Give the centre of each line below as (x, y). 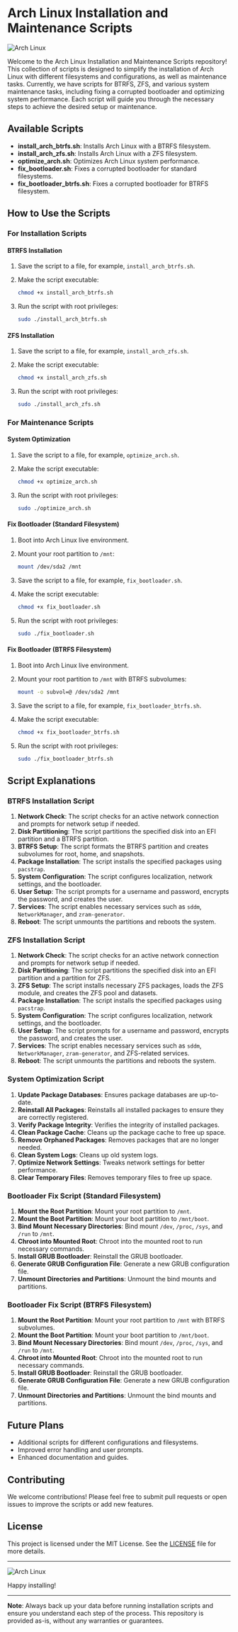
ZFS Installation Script (46, 940)
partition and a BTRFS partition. (63, 839)
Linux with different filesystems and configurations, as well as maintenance (117, 76)
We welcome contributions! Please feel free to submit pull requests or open (117, 1497)
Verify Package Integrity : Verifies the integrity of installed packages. (118, 1125)
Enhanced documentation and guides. (73, 1458)
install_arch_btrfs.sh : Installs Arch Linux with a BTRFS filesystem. (114, 146)
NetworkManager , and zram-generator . (71, 914)
